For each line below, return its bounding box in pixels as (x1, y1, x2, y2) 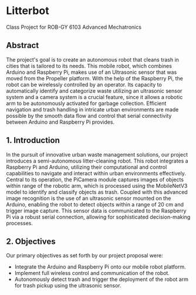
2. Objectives (6, 236, 56, 246)
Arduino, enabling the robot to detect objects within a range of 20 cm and (6, 201, 184, 208)
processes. (6, 219, 33, 226)
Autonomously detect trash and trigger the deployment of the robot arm (14, 276, 189, 283)
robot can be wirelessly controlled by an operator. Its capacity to (6, 81, 163, 88)
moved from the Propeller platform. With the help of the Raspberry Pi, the (6, 74, 183, 82)
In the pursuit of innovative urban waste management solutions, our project (6, 151, 188, 158)
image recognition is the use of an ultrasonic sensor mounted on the (6, 195, 171, 202)
